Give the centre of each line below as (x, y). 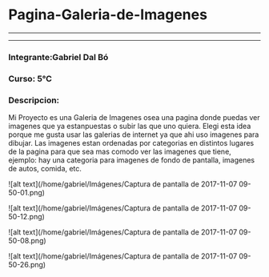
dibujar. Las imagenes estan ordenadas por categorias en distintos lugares (131, 143)
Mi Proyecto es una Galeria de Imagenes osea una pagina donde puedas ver (134, 118)
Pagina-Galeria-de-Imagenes (108, 15)
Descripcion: (34, 100)
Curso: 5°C (30, 78)
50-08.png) (27, 241)
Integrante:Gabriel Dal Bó (58, 57)
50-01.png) (27, 193)
